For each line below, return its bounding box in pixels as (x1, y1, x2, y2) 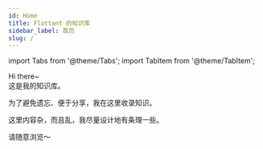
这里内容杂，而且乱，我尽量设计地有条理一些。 (8, 115, 163, 125)
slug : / (8, 34, 35, 42)
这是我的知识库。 (8, 81, 65, 91)
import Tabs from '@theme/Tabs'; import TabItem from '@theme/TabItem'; (8, 56, 256, 66)
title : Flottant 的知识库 (8, 19, 91, 27)
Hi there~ (8, 71, 40, 81)
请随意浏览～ (8, 132, 51, 142)
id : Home (8, 11, 38, 20)
